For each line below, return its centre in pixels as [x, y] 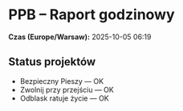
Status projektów [52, 62]
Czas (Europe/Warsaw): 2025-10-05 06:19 [80, 37]
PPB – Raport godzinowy [91, 15]
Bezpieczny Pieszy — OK [62, 81]
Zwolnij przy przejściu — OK [67, 89]
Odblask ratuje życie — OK [65, 98]
